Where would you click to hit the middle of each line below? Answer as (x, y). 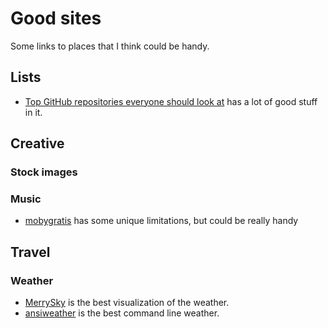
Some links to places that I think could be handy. (110, 46)
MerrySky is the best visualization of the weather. (127, 303)
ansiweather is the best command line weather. (122, 313)
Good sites (56, 18)
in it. (33, 112)
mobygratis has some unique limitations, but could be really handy (161, 221)
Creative (37, 143)
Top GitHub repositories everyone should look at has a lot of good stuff (171, 101)
